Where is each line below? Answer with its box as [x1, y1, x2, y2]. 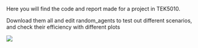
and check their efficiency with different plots [6, 24, 121, 30]
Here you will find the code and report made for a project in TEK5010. [6, 5, 181, 12]
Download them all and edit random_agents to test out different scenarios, [6, 17, 193, 24]
